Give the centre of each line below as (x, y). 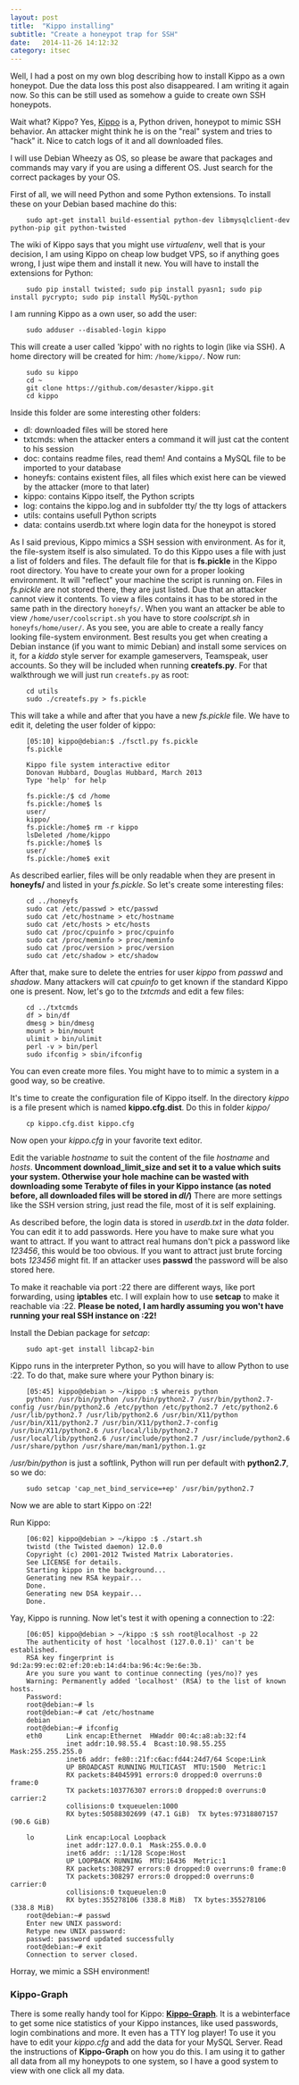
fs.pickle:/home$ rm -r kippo (83, 828)
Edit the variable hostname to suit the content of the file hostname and (140, 1158)
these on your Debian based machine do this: (94, 204)
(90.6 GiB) (30, 1822)
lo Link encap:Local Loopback (96, 1838)
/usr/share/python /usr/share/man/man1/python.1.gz (108, 1447)
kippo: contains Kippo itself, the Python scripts (109, 496)
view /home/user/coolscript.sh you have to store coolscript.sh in (130, 618)
